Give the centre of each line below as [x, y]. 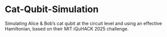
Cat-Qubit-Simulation [52, 9]
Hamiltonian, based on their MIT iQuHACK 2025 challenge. [67, 28]
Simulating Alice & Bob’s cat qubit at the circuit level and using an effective [83, 23]
